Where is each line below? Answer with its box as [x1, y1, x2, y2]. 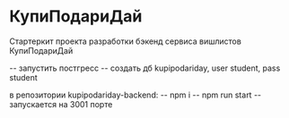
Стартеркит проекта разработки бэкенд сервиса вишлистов [9, 36, 242, 46]
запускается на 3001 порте [9, 98, 113, 109]
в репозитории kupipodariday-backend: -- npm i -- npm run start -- [9, 89, 262, 100]
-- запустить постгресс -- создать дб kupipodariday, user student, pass [9, 63, 281, 73]
